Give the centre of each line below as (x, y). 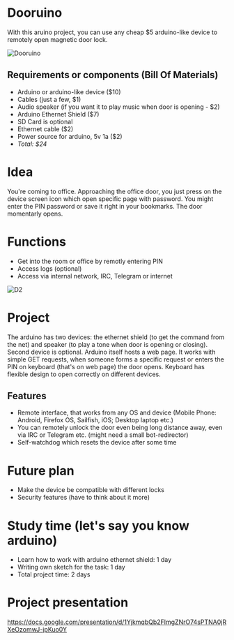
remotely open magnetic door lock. (57, 39)
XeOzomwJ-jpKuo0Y (37, 630)
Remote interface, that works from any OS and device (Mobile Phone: (117, 412)
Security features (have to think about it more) (83, 498)
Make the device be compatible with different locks (91, 490)
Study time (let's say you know (99, 526)
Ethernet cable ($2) (45, 129)
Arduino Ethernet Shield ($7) (58, 114)
